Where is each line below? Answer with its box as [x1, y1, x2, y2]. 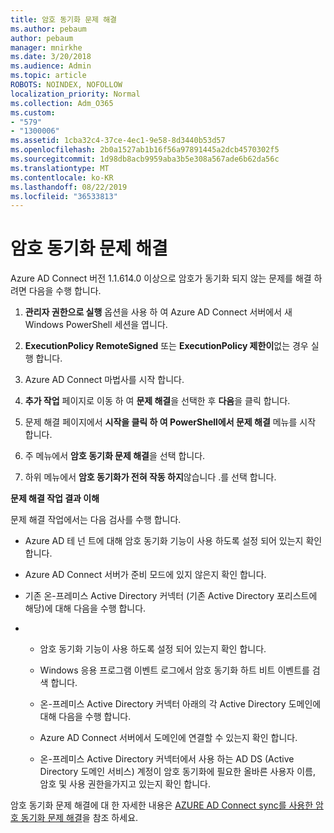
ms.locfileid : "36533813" [10, 191, 118, 201]
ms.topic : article [10, 71, 87, 81]
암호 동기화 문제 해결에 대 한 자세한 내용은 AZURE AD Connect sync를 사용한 [10, 799, 314, 811]
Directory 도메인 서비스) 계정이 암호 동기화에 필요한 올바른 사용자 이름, [39, 766, 316, 778]
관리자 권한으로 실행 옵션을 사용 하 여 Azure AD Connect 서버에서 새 [24, 306, 293, 318]
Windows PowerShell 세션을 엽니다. [24, 319, 168, 331]
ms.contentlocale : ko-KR [10, 172, 114, 183]
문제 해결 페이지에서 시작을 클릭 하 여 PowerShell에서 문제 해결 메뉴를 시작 [24, 416, 317, 428]
